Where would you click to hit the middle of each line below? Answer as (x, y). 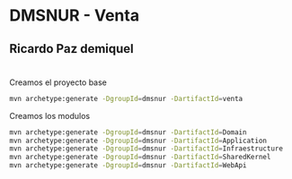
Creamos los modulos (50, 115)
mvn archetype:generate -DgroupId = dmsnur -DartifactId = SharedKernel (140, 158)
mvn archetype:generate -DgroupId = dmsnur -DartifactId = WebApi (128, 166)
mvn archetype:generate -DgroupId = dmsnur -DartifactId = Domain (128, 132)
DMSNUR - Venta (75, 16)
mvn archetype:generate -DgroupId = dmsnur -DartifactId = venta (126, 98)
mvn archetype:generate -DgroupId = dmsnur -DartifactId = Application (138, 141)
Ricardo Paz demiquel (72, 49)
